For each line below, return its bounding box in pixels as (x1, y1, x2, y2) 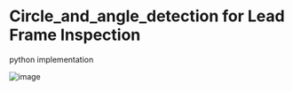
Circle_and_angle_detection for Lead (9, 6, 286, 27)
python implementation (9, 54, 94, 64)
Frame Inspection (9, 25, 141, 45)
